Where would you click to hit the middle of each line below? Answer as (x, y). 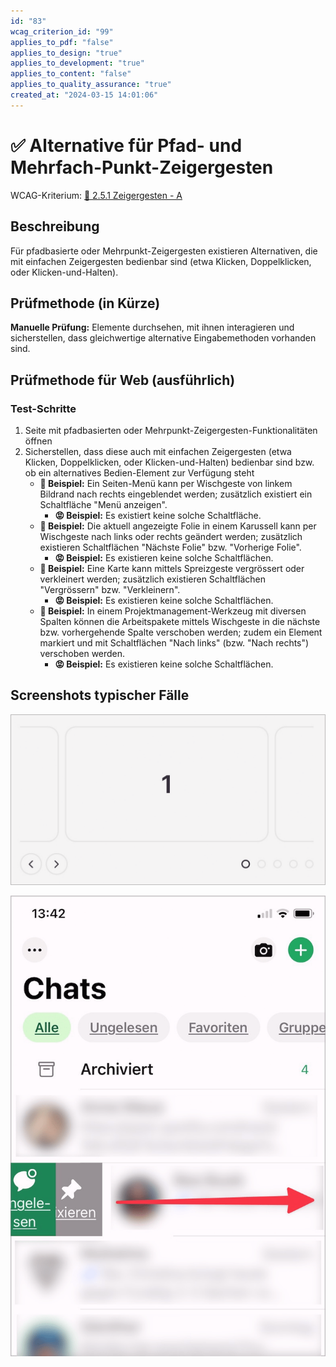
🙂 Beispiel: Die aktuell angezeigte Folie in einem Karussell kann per (178, 526)
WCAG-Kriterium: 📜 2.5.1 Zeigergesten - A (96, 195)
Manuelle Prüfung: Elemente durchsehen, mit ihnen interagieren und (152, 327)
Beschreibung (55, 226)
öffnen (38, 441)
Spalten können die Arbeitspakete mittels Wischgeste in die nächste (180, 621)
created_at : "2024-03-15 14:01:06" (84, 95)
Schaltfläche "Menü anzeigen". (103, 504)
